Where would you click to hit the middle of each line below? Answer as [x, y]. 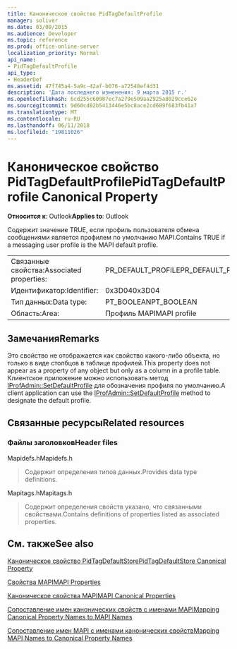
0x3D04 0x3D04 [132, 291]
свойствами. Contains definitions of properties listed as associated [122, 514]
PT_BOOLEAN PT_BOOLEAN [151, 302]
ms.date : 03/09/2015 [38, 27]
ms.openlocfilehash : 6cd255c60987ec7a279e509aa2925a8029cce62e [102, 99]
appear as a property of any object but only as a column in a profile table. [114, 370]
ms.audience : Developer [42, 34]
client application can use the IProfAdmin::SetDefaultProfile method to [109, 393]
